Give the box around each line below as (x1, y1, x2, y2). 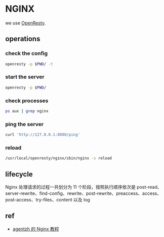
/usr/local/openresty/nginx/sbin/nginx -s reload (5, 156, 112, 161)
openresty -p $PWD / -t (5, 62, 53, 67)
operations (5, 35, 40, 43)
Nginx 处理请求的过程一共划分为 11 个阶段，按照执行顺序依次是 (5, 184, 136, 190)
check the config (5, 50, 48, 57)
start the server (5, 73, 45, 80)
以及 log (73, 197, 90, 202)
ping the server (5, 121, 44, 128)
